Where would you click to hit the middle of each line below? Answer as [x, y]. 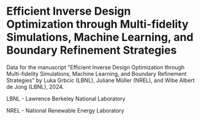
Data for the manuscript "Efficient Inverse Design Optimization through [96, 67]
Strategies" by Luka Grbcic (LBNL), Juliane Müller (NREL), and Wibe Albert [100, 80]
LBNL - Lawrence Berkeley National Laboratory [66, 99]
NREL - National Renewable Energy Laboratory [65, 110]
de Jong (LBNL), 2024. [35, 86]
